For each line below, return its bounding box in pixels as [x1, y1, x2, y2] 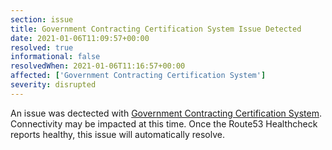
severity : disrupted [10, 80, 97, 90]
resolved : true [10, 42, 74, 53]
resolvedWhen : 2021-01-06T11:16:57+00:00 [10, 61, 186, 71]
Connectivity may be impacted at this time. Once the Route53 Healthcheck [10, 117, 318, 130]
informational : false [10, 52, 101, 62]
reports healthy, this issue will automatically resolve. [10, 128, 225, 140]
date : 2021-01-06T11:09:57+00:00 [10, 33, 150, 43]
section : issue [10, 14, 74, 25]
